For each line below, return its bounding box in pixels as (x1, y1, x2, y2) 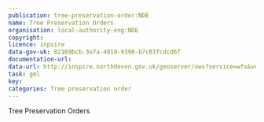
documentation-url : (8, 56, 72, 64)
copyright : (8, 33, 44, 42)
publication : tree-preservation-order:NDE (8, 11, 149, 20)
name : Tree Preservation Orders (8, 19, 114, 27)
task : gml (8, 70, 41, 78)
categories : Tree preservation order (8, 84, 132, 93)
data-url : (8, 63, 41, 71)
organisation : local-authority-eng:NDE (8, 26, 139, 34)
